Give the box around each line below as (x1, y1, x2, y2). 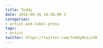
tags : (5, 26, 17, 31)
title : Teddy (5, 7, 33, 12)
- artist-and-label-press (5, 21, 59, 26)
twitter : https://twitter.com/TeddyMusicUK (5, 35, 98, 40)
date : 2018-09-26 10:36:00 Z (5, 12, 66, 17)
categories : (5, 16, 30, 21)
